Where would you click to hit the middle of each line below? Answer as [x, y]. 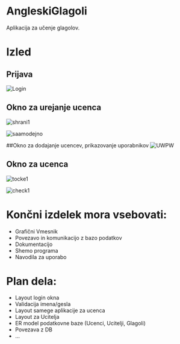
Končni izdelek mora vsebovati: [87, 214]
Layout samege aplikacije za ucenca [60, 310]
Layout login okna [37, 298]
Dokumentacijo [34, 244]
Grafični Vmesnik [36, 231]
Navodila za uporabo [41, 257]
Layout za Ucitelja [37, 317]
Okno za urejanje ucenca [54, 107]
